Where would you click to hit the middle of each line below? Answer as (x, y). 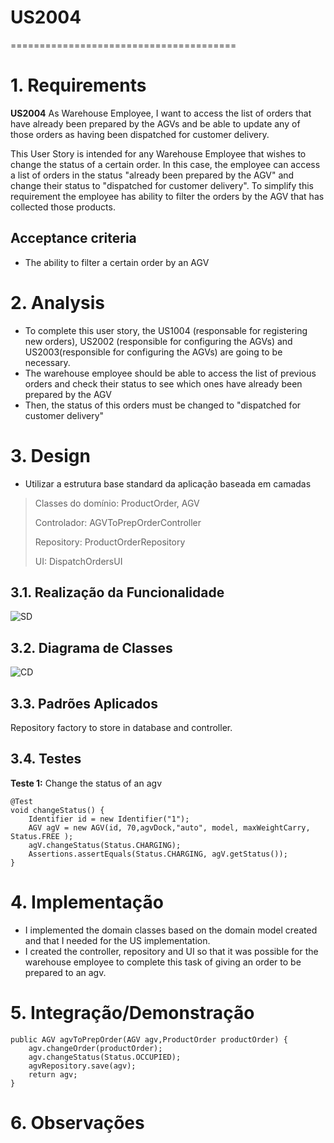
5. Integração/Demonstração (132, 1012)
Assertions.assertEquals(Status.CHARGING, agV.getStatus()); (158, 854)
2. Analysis (58, 302)
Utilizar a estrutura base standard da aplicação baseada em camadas (168, 483)
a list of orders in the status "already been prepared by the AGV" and (152, 175)
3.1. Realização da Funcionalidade (117, 592)
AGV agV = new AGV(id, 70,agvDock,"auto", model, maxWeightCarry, (169, 827)
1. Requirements (78, 85)
